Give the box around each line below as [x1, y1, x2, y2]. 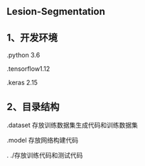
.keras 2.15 [6, 78, 38, 87]
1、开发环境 [6, 31, 58, 43]
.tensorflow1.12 [6, 65, 50, 73]
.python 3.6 [6, 51, 41, 60]
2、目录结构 [6, 101, 60, 113]
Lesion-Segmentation [6, 6, 106, 18]
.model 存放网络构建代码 [6, 136, 79, 145]
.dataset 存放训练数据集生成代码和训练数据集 [6, 121, 139, 130]
